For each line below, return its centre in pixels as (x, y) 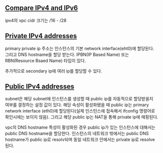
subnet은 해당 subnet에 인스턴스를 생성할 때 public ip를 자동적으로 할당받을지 (79, 99)
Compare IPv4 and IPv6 (42, 8)
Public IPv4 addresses (40, 86)
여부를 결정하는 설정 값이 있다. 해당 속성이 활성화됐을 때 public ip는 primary (77, 105)
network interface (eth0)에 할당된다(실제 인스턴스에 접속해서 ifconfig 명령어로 (80, 111)
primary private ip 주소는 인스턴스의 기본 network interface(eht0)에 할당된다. (80, 48)
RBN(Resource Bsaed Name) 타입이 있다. (45, 60)
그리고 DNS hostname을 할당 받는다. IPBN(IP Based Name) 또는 (67, 54)
